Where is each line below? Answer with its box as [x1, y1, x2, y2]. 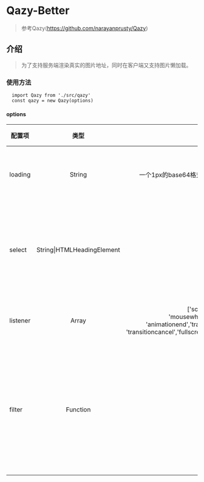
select [9, 246, 27, 254]
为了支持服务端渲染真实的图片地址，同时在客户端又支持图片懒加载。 [21, 61, 192, 69]
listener [9, 316, 31, 325]
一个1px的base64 [139, 171, 191, 180]
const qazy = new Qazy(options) [12, 98, 94, 104]
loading [9, 170, 31, 179]
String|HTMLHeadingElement [36, 246, 120, 254]
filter [9, 405, 23, 414]
